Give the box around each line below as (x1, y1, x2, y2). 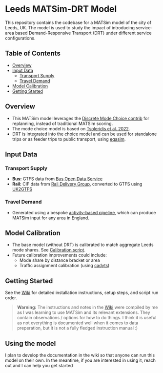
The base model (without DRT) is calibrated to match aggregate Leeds (12, 242, 154, 248)
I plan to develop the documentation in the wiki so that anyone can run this (5, 352, 155, 358)
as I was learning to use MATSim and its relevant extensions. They (17, 310, 150, 315)
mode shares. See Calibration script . (12, 247, 86, 253)
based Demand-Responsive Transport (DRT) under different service (15, 30, 152, 36)
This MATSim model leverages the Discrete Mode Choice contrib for (12, 115, 150, 121)
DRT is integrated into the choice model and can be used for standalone (12, 131, 157, 137)
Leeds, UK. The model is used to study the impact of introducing (5, 24, 135, 30)
